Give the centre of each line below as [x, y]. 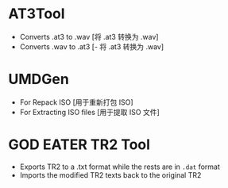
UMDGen [39, 79]
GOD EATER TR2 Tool [79, 145]
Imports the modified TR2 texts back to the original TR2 [110, 175]
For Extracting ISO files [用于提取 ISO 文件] [90, 112]
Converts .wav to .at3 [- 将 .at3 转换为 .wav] [92, 46]
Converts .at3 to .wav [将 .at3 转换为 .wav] [89, 36]
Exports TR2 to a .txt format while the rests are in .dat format [120, 167]
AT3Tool [37, 14]
